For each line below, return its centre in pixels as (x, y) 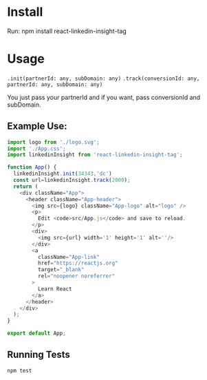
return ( (26, 187)
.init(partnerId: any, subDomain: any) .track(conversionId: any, (103, 78)
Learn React (55, 289)
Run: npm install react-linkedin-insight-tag (67, 31)
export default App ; (37, 334)
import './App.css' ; (37, 149)
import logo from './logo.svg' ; (53, 142)
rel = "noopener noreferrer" (76, 276)
